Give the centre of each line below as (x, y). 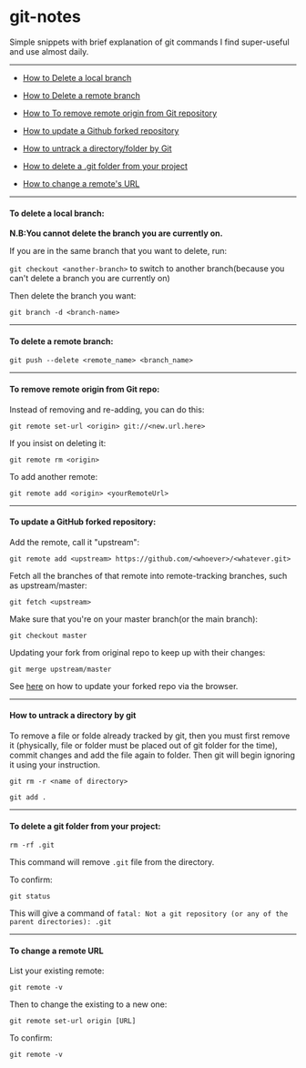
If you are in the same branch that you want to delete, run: (118, 251)
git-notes (46, 17)
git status (30, 897)
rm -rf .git (32, 845)
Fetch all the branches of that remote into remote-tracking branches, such (148, 575)
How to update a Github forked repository (101, 130)
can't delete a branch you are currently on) (90, 279)
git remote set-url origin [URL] (73, 1022)
